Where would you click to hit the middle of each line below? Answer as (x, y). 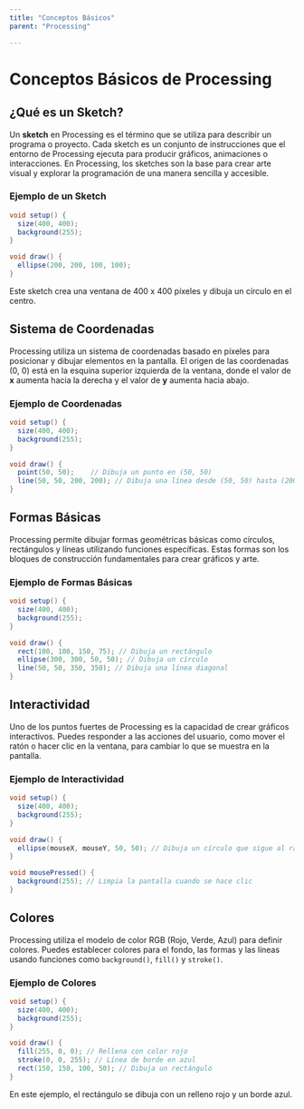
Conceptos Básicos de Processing (141, 79)
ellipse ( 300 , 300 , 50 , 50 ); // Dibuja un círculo (113, 660)
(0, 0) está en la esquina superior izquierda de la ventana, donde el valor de (150, 370)
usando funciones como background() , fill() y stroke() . (116, 959)
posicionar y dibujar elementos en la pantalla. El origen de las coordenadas (149, 360)
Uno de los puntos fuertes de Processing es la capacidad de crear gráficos (149, 726)
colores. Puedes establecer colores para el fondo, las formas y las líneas (145, 949)
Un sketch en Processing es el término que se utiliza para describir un (140, 134)
